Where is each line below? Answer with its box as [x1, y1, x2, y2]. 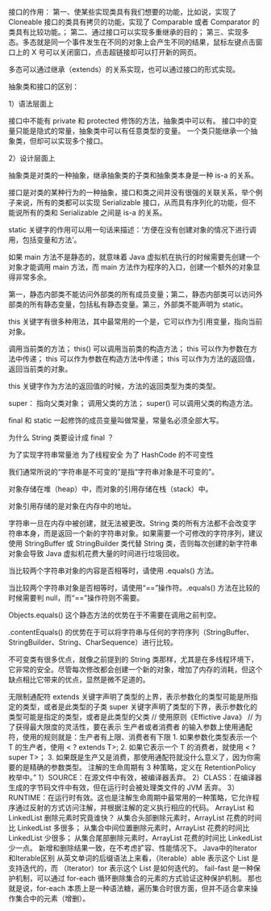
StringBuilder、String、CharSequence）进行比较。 [8, 637, 177, 647]
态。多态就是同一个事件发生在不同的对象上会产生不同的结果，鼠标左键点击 [8, 37, 256, 47]
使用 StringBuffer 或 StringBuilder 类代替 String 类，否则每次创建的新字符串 [8, 539, 258, 548]
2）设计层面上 [8, 153, 56, 163]
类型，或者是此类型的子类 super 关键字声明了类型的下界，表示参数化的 [22, 702, 258, 712]
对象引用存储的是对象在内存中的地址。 [8, 501, 135, 511]
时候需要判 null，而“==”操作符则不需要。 [8, 593, 144, 603]
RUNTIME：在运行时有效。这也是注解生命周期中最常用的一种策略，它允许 [8, 793, 252, 802]
